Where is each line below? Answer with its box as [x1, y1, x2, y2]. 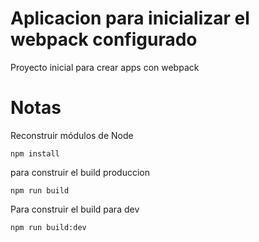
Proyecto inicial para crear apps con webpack [10, 61, 200, 73]
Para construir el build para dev [10, 203, 140, 215]
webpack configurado [10, 28, 198, 51]
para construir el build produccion [10, 166, 150, 178]
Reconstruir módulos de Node [10, 129, 134, 141]
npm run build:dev [10, 222, 87, 232]
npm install [10, 148, 60, 159]
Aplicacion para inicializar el [10, 7, 250, 30]
